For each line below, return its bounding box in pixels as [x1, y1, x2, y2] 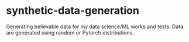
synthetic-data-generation [6, 4, 139, 17]
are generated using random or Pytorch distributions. [6, 29, 135, 36]
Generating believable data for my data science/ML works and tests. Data [6, 23, 183, 30]
